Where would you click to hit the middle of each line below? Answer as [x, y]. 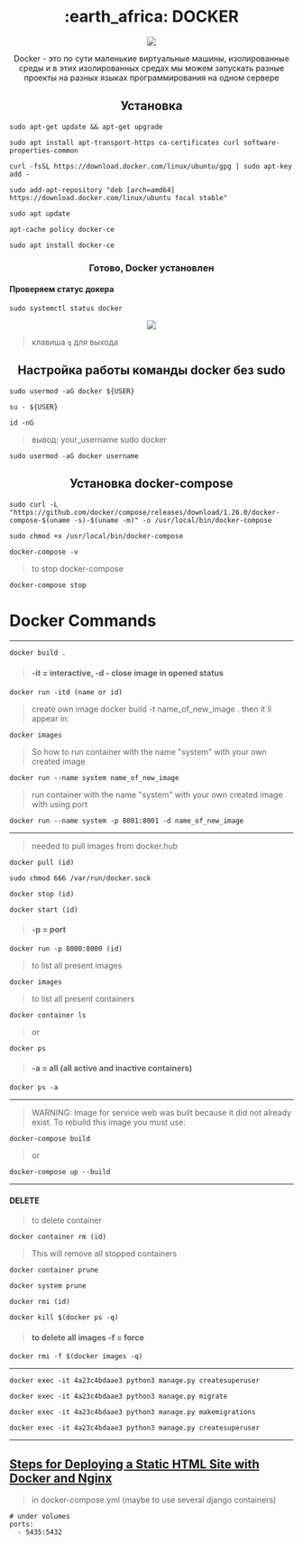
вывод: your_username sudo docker [99, 439]
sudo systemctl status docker [66, 308]
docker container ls [48, 1015]
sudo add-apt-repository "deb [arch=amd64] [92, 190]
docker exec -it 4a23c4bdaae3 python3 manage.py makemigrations [133, 1412]
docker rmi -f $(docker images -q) [76, 1356]
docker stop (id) [42, 894]
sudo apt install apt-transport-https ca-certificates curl [125, 142]
